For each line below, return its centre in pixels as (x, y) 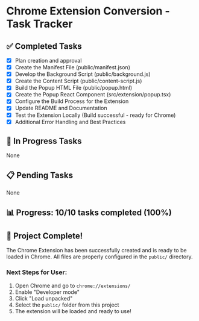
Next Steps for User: (37, 272)
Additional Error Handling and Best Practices (70, 122)
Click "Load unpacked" (44, 298)
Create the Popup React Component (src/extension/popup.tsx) (93, 95)
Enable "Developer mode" (47, 292)
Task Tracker (39, 24)
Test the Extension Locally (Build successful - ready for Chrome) (95, 115)
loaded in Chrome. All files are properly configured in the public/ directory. (99, 257)
